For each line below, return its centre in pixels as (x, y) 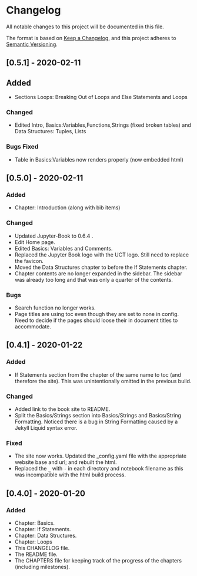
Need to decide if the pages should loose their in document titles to (96, 320)
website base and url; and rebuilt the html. (66, 462)
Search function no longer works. (55, 308)
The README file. (36, 554)
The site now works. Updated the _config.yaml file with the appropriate (101, 456)
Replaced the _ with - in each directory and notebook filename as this (99, 469)
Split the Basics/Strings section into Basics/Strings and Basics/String (98, 415)
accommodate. (33, 327)
